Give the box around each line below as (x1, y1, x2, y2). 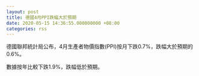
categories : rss (6, 25, 47, 32)
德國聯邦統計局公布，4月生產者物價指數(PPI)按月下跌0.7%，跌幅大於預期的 (6, 43, 193, 50)
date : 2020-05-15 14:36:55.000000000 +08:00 (6, 20, 120, 26)
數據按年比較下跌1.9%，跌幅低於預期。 (6, 63, 104, 71)
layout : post (6, 8, 39, 15)
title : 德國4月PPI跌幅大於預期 (6, 14, 77, 21)
